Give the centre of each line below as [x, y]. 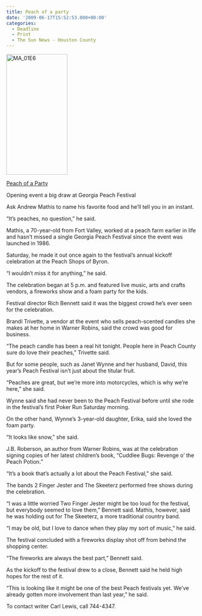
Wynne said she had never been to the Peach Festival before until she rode [100, 401]
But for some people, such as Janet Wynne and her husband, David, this [97, 364]
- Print [22, 35]
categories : [21, 23]
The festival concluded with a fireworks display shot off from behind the [96, 540]
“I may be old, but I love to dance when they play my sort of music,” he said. [101, 528]
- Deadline [25, 29]
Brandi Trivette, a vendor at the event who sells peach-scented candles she [101, 321]
